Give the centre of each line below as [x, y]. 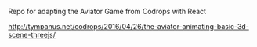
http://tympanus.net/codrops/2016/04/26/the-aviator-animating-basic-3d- [128, 26]
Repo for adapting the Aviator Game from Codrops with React [107, 11]
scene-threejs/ [32, 35]
